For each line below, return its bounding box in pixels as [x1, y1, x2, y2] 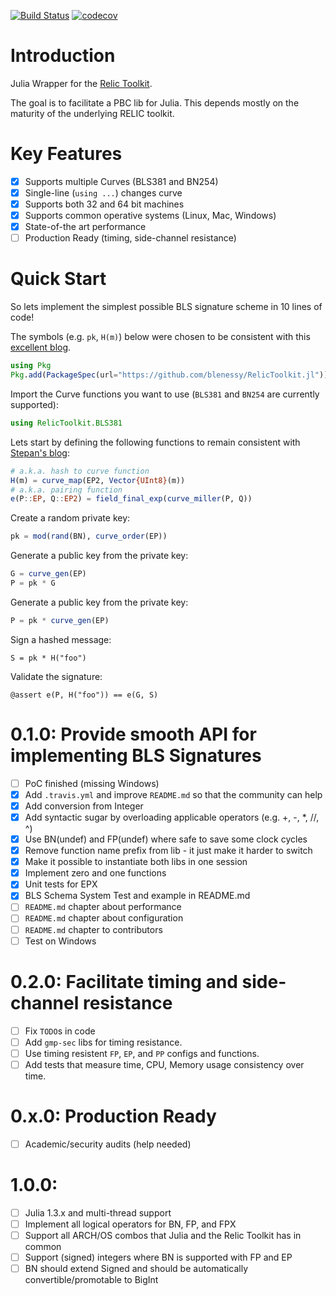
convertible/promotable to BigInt [24, 1274, 159, 1286]
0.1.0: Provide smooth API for [10, 723, 257, 745]
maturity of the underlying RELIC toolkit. [10, 107, 175, 119]
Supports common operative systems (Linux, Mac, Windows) [24, 210, 277, 222]
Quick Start [10, 268, 107, 290]
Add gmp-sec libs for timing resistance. [24, 1036, 183, 1048]
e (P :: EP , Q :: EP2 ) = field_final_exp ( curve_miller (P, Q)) [10, 494, 253, 504]
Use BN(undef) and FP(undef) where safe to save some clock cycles [24, 833, 308, 845]
